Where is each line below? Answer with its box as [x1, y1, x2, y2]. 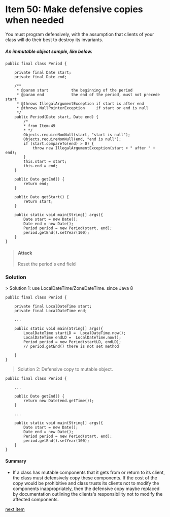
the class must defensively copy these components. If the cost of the [12, 474, 157, 481]
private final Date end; [14, 74, 67, 79]
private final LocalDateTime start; [14, 304, 92, 309]
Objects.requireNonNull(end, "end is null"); [23, 136, 122, 142]
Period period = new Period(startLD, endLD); [23, 340, 122, 345]
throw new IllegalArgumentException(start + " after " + [32, 145, 156, 150]
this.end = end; [23, 163, 58, 168]
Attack [17, 250, 32, 256]
